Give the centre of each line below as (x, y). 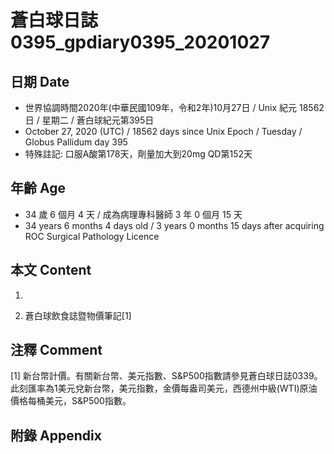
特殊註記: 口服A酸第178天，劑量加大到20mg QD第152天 (138, 154)
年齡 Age (38, 188)
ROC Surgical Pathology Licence (92, 236)
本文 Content (51, 270)
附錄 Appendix (56, 435)
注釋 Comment (56, 350)
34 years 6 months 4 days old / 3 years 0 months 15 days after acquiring (174, 225)
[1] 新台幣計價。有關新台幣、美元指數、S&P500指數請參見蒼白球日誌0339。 (166, 376)
